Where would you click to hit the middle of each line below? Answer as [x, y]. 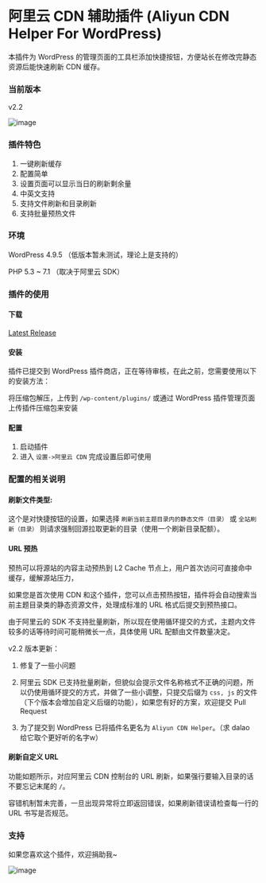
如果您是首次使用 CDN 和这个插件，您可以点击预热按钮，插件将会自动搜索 [129, 594]
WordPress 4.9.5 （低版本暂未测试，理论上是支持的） [95, 255]
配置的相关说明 [37, 480]
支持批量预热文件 [48, 213]
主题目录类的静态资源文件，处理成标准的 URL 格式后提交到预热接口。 [128, 605]
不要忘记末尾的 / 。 [39, 786]
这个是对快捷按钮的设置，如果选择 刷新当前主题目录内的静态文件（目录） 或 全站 [129, 519]
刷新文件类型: [31, 500]
